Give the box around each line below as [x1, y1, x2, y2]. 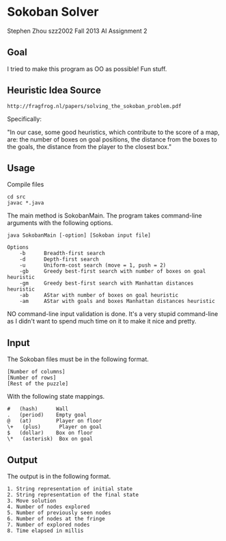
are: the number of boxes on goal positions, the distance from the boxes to [7, 135, 217, 144]
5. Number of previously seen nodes [7, 510, 111, 516]
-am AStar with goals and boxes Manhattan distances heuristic [19, 298, 215, 305]
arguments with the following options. [7, 219, 113, 227]
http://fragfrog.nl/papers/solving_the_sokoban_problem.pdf [7, 103, 182, 109]
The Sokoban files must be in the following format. [7, 355, 149, 363]
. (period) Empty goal [7, 412, 87, 419]
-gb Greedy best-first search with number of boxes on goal [19, 268, 206, 275]
